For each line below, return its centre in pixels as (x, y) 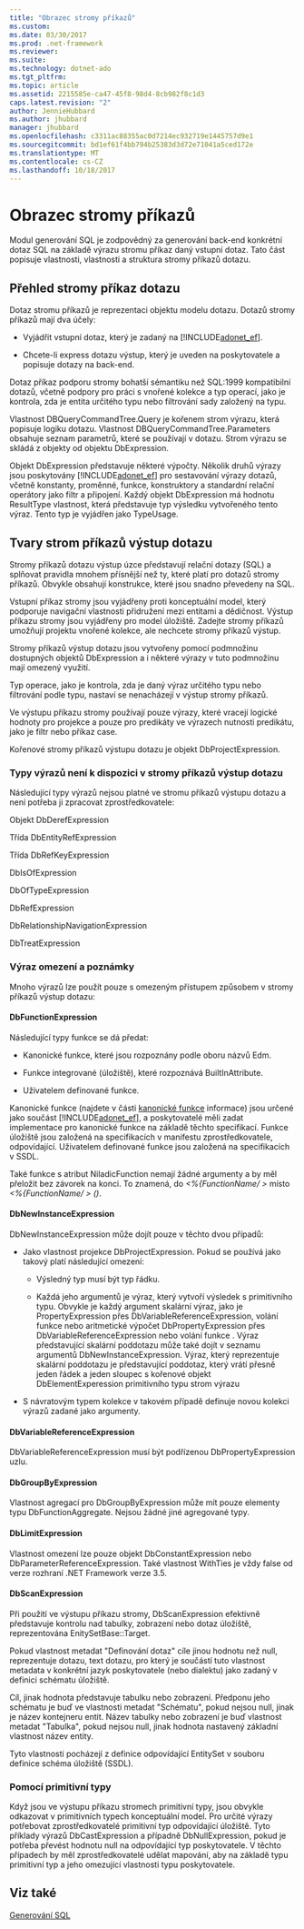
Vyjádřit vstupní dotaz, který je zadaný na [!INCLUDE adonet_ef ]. (142, 337)
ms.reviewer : (34, 52)
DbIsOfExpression (43, 873)
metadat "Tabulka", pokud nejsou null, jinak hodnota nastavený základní (144, 1726)
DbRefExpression (42, 908)
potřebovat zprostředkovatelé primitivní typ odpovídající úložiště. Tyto (140, 1826)
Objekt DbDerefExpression (59, 820)
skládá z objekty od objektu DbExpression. (89, 448)
